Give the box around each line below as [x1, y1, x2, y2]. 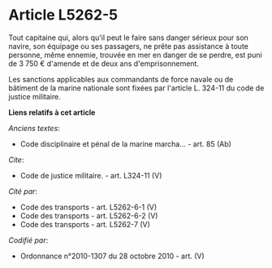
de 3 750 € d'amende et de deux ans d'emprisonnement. [8, 59, 199, 68]
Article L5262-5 [8, 6, 119, 24]
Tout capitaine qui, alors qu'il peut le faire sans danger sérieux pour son [8, 33, 249, 42]
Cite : [8, 155, 24, 165]
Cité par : [8, 186, 38, 196]
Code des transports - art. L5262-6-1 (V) [19, 202, 158, 212]
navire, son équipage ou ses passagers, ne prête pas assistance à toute [8, 41, 249, 51]
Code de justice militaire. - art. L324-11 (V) [19, 170, 162, 180]
